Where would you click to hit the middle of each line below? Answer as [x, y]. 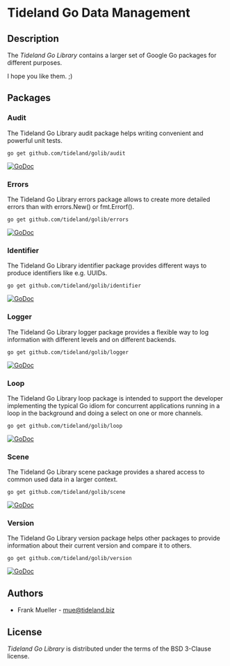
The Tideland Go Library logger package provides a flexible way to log [108, 332]
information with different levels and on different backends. [92, 339]
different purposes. [35, 63]
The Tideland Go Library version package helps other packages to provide [114, 539]
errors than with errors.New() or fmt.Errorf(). [71, 206]
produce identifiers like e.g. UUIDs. [57, 273]
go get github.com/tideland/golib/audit [67, 153]
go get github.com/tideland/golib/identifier [74, 286]
